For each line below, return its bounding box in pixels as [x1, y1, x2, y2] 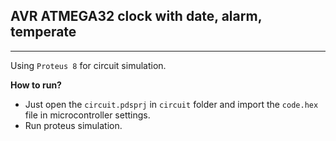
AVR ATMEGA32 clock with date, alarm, [10, 8, 262, 25]
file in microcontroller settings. [24, 109, 151, 121]
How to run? [10, 79, 62, 91]
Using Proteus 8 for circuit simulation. [10, 59, 167, 71]
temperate [10, 24, 77, 41]
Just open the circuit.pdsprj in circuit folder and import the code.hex [24, 98, 319, 110]
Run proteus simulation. [24, 119, 123, 131]
